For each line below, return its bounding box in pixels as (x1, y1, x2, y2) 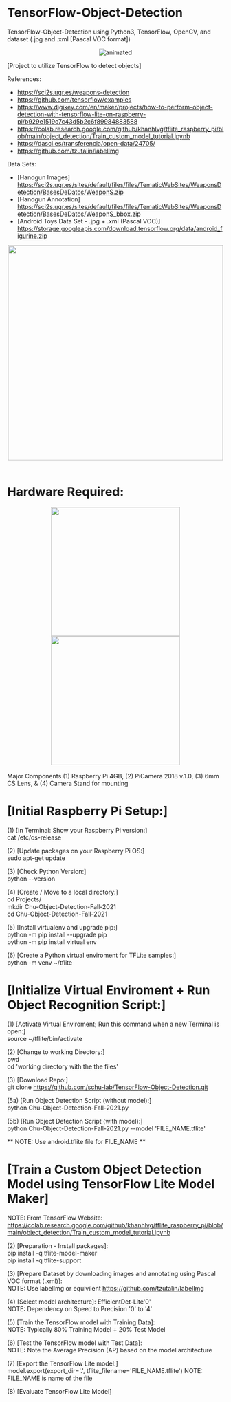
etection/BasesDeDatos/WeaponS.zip (16, 188, 124, 196)
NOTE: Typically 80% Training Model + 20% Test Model (7, 1325, 166, 1333)
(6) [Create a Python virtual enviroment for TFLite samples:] (7, 951, 177, 959)
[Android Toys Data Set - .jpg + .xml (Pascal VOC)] (16, 217, 161, 225)
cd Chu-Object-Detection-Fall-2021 (7, 910, 108, 918)
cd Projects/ (7, 895, 42, 903)
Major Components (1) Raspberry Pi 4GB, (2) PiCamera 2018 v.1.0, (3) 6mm (7, 771, 220, 780)
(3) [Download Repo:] (7, 1075, 69, 1084)
